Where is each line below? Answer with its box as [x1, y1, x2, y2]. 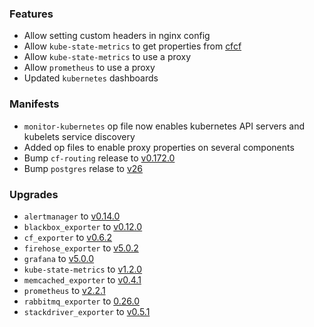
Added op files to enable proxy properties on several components [23, 141, 295, 153]
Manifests [9, 97, 60, 111]
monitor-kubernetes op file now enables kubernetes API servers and [23, 120, 306, 132]
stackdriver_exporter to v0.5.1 [23, 305, 151, 317]
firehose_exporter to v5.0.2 [23, 242, 139, 254]
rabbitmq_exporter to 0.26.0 [23, 295, 140, 307]
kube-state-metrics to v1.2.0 [23, 263, 143, 275]
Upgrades [9, 187, 59, 201]
